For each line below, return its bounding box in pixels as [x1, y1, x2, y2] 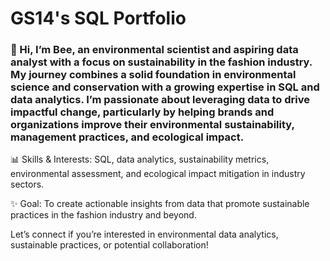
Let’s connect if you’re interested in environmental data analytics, [10, 228, 279, 241]
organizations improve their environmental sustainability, [10, 118, 295, 132]
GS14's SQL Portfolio [10, 7, 187, 30]
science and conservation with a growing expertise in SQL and [10, 80, 320, 94]
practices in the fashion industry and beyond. [10, 209, 197, 221]
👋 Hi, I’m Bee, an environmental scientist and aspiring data [10, 43, 299, 57]
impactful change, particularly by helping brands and [10, 105, 275, 119]
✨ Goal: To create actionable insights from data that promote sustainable [10, 198, 310, 210]
